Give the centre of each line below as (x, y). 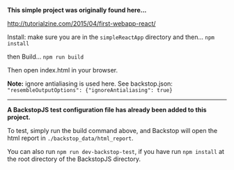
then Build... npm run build (46, 56)
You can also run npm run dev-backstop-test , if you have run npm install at (116, 152)
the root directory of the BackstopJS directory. (74, 159)
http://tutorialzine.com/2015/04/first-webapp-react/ (81, 23)
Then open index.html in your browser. (63, 70)
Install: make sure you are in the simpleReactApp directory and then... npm (111, 37)
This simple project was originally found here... (77, 10)
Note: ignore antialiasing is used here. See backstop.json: (90, 84)
